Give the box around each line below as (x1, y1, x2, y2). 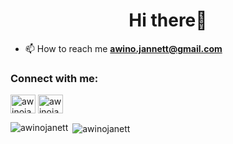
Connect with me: (10, 71, 99, 85)
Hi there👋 (128, 9, 208, 32)
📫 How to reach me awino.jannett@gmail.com (24, 42, 223, 54)
